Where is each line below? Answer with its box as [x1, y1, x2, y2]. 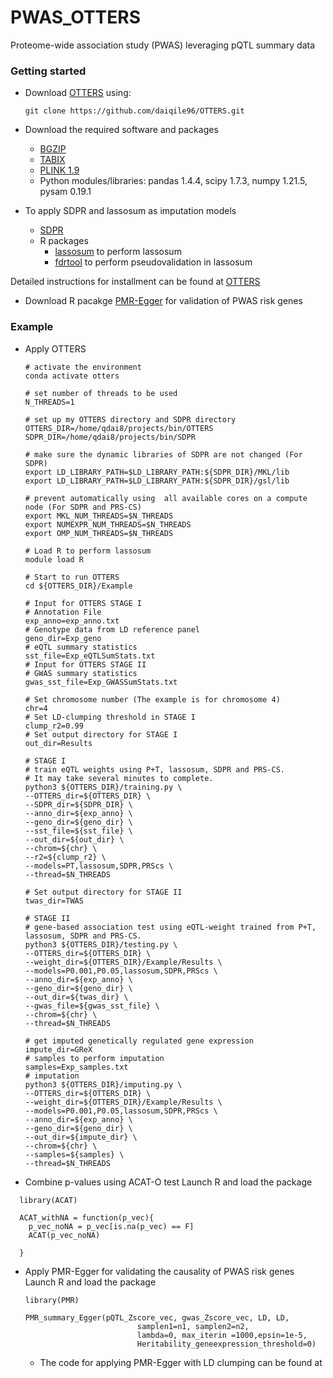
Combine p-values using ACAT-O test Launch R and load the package [24, 1176, 313, 1188]
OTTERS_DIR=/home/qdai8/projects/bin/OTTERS [24, 423, 214, 433]
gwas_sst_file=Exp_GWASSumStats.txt [24, 677, 178, 687]
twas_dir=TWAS [24, 896, 84, 906]
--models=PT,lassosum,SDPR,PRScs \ [24, 861, 174, 871]
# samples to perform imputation [24, 1053, 165, 1063]
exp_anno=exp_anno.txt [24, 616, 120, 626]
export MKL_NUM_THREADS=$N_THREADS [24, 511, 174, 521]
